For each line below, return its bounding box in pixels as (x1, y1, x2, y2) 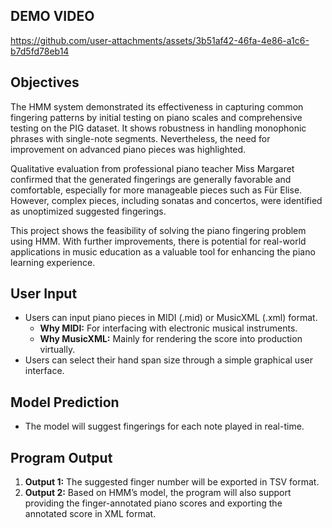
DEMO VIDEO (10, 8, 95, 25)
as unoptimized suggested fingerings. (10, 205, 167, 217)
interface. (24, 365, 65, 377)
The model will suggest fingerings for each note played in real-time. (24, 420, 305, 433)
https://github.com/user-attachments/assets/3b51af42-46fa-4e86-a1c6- (10, 34, 310, 46)
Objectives (10, 74, 80, 91)
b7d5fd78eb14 (10, 45, 70, 57)
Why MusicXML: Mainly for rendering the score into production (39, 333, 303, 345)
